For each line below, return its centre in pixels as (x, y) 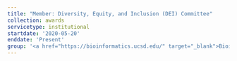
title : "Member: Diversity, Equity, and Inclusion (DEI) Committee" (110, 14)
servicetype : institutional (49, 27)
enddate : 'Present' (36, 40)
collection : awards (36, 20)
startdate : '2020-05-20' (44, 33)
